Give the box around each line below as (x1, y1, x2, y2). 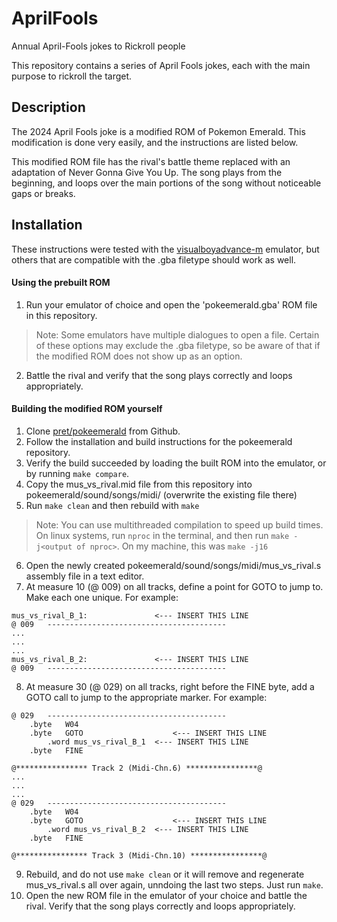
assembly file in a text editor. (25, 570, 145, 582)
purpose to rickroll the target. (11, 70, 133, 82)
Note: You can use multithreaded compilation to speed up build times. (35, 518, 324, 531)
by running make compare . (25, 467, 130, 479)
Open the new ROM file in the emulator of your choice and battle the (25, 889, 308, 901)
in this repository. (25, 309, 98, 321)
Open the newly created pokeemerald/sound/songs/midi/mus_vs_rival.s (25, 559, 322, 571)
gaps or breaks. (11, 187, 76, 199)
